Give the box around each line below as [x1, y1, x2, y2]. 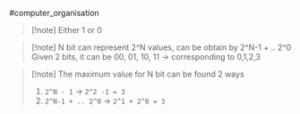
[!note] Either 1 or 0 [30, 25, 103, 35]
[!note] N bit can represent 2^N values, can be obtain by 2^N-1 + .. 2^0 [30, 42, 292, 53]
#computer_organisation [9, 8, 100, 18]
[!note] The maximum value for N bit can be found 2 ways [30, 69, 244, 79]
